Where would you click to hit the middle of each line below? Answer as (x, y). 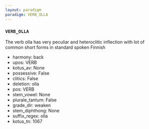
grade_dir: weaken (32, 105)
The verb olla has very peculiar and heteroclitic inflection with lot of (75, 42)
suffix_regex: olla (30, 116)
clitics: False (25, 78)
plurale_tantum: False (34, 100)
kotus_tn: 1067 (27, 121)
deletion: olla (26, 84)
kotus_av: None (29, 68)
